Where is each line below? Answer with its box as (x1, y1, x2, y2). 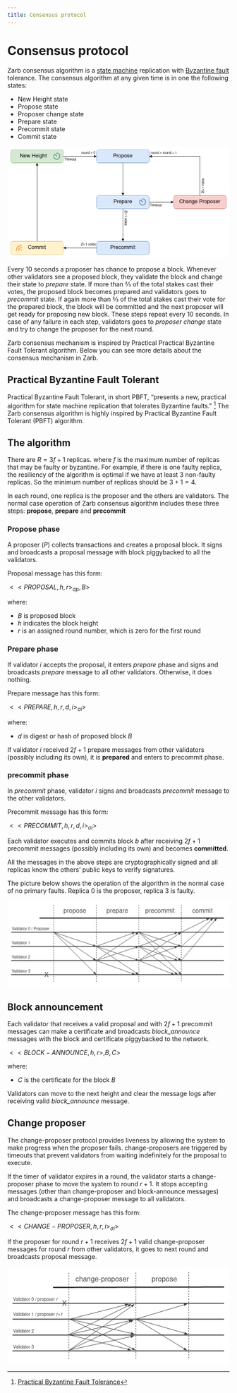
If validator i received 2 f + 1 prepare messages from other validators (7, 745, 205, 754)
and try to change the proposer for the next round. (7, 325, 154, 334)
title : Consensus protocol (7, 11, 87, 18)
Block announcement (7, 1001, 104, 1013)
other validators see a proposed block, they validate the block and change (7, 272, 224, 281)
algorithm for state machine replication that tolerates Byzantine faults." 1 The (7, 400, 229, 410)
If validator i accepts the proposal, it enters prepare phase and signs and (7, 660, 219, 669)
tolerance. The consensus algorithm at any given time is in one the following (7, 73, 229, 82)
